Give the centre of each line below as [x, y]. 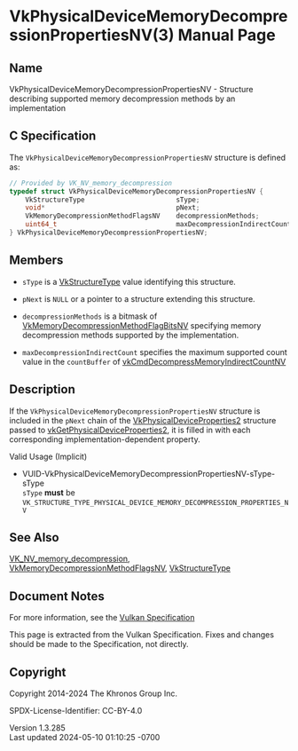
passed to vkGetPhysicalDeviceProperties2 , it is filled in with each [130, 430]
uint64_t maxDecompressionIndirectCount [158, 225]
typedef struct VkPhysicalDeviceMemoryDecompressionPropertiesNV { [137, 191]
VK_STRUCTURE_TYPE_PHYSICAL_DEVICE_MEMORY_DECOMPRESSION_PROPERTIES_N [155, 502]
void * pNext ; [113, 208]
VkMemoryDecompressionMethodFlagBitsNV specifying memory [141, 325]
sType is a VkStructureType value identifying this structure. [129, 281]
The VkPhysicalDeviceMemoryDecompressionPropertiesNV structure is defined [148, 157]
